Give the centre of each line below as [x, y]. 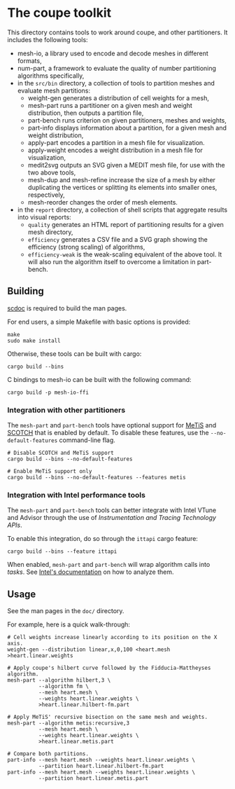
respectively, [46, 195]
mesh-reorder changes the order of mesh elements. [103, 202]
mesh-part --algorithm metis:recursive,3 [69, 723]
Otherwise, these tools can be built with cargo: [74, 354]
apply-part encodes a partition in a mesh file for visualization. [116, 142]
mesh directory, [50, 232]
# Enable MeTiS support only [50, 472]
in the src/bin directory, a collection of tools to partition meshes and [116, 83]
